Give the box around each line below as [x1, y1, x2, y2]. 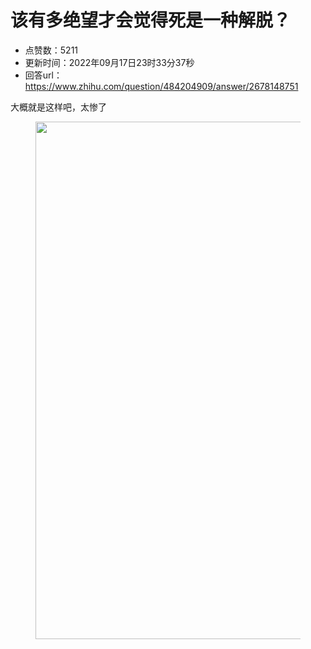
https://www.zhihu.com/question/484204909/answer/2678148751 [24, 80, 299, 92]
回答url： [24, 69, 63, 81]
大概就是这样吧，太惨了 [10, 101, 107, 113]
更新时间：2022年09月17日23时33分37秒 [24, 56, 195, 68]
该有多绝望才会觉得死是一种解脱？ [10, 9, 292, 32]
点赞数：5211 [24, 44, 79, 56]
